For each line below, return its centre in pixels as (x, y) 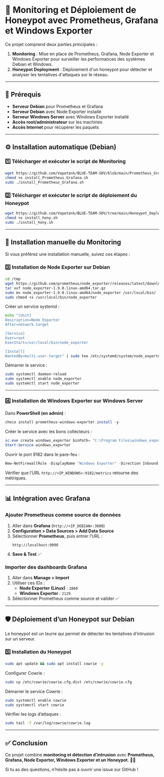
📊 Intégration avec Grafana (48, 499)
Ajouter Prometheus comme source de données (63, 515)
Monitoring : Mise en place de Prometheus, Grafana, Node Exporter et (83, 54)
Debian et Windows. (32, 64)
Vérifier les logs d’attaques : (33, 714)
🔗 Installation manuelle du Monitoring (63, 242)
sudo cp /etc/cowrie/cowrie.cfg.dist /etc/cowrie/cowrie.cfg (69, 682)
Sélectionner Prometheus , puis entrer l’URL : (57, 536)
